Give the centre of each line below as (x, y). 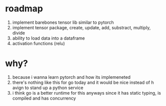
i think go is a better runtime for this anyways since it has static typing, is (86, 93)
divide (19, 33)
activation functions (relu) (39, 43)
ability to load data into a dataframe (49, 38)
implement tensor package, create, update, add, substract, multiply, (82, 27)
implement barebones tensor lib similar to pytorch (63, 22)
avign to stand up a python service (48, 88)
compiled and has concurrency (44, 98)
